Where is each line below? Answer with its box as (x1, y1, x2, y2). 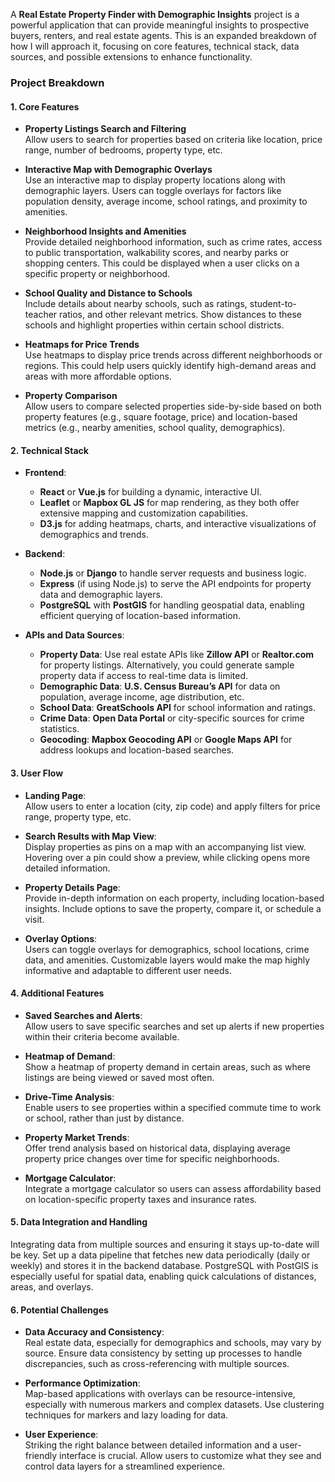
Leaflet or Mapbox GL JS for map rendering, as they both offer (39, 497, 300, 509)
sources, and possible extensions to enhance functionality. (10, 51, 253, 63)
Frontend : (24, 467, 67, 479)
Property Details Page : (24, 881, 121, 893)
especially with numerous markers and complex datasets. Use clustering (24, 1399, 325, 1411)
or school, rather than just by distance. (24, 1112, 185, 1124)
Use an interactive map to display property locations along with (24, 174, 286, 186)
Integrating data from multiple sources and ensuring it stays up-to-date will (10, 1238, 320, 1250)
